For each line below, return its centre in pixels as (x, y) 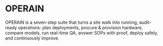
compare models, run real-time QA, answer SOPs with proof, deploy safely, (82, 33)
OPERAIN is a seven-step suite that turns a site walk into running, (72, 22)
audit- (145, 22)
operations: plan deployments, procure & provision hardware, (81, 27)
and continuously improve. (32, 38)
